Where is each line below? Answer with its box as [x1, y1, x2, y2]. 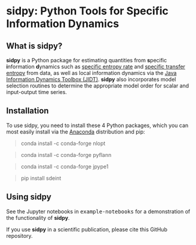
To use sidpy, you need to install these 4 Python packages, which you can [6, 122, 189, 129]
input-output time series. [6, 89, 68, 95]
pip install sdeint [20, 174, 62, 182]
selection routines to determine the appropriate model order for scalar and [6, 82, 189, 89]
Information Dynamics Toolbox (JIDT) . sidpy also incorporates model [6, 76, 176, 83]
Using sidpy [6, 192, 52, 202]
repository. [6, 232, 33, 239]
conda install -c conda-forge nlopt [20, 140, 106, 147]
